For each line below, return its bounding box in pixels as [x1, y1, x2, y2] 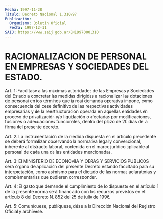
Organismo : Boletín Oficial [9, 20, 67, 26]
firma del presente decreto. [5, 124, 60, 130]
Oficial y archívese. [5, 208, 44, 214]
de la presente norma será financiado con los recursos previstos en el [5, 188, 145, 194]
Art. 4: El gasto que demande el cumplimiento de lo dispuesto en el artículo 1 [5, 183, 159, 189]
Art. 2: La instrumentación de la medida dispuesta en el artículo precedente [5, 133, 156, 139]
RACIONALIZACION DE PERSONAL [5, 51, 147, 62]
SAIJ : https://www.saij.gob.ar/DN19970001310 [5, 30, 99, 35]
